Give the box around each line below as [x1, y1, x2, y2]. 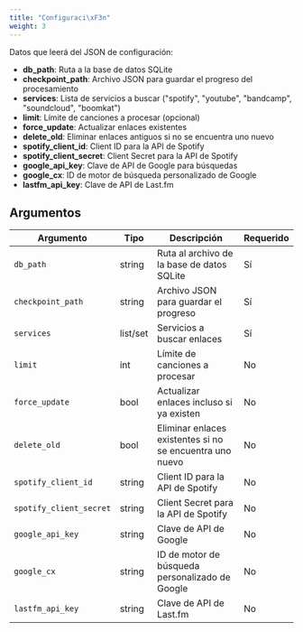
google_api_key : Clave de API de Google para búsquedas [22, 160, 238, 171]
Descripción [169, 232, 223, 245]
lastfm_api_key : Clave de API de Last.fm [22, 179, 174, 190]
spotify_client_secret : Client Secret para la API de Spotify [22, 150, 239, 161]
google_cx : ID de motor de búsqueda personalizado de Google [22, 169, 257, 181]
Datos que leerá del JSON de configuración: [9, 46, 174, 57]
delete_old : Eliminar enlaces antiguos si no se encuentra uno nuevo [22, 131, 275, 142]
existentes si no [157, 433, 224, 446]
